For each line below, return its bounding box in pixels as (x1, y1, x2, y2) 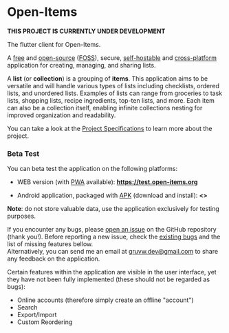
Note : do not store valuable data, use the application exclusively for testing (7, 205, 220, 213)
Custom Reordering (17, 318, 73, 326)
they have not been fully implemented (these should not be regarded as (7, 275, 210, 283)
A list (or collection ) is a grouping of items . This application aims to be (7, 74, 208, 83)
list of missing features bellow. (7, 240, 94, 248)
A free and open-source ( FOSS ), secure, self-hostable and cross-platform (7, 53, 217, 62)
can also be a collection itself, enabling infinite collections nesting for (7, 103, 203, 112)
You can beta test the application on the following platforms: (7, 165, 177, 173)
